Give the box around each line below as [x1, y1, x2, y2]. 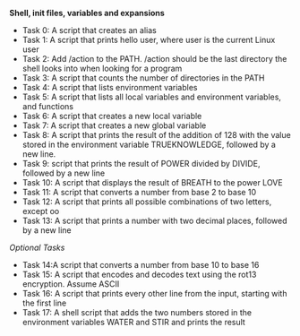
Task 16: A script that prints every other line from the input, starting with [21, 289, 287, 298]
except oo [21, 206, 60, 216]
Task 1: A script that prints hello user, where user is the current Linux [21, 35, 276, 45]
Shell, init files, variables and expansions [9, 8, 166, 18]
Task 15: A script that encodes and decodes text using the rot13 [21, 269, 257, 280]
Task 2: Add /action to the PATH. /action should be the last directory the [21, 54, 287, 64]
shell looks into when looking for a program [21, 63, 183, 73]
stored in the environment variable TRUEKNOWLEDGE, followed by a [21, 139, 276, 150]
